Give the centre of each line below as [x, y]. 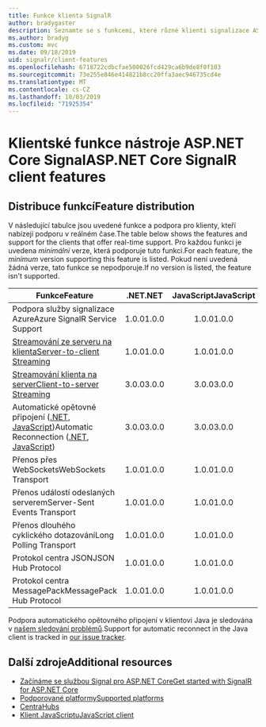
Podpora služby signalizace [63, 309]
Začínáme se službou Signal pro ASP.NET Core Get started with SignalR [135, 681]
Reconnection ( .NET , [51, 437]
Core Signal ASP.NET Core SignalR [123, 160]
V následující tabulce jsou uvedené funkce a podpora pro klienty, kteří [122, 225]
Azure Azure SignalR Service [65, 319]
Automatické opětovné [54, 407]
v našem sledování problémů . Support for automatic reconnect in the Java [128, 629]
